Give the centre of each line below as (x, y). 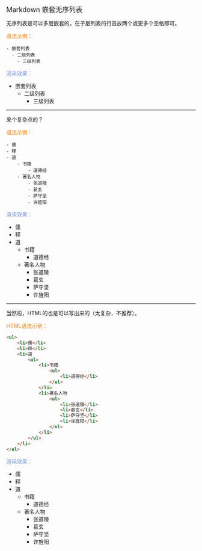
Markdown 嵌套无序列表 (44, 10)
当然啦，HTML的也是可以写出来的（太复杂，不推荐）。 (73, 313)
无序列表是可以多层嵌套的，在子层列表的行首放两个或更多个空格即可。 (93, 23)
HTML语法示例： (27, 326)
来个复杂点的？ (25, 119)
